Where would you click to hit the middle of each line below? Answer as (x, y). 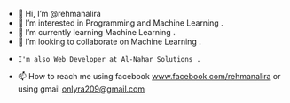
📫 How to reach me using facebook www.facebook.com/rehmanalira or (149, 76)
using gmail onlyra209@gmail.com (81, 89)
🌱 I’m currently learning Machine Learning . (96, 32)
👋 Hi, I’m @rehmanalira (59, 14)
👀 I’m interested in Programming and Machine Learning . (120, 23)
